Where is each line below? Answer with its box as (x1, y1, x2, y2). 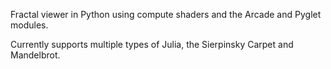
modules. (10, 19, 49, 31)
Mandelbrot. (10, 49, 61, 61)
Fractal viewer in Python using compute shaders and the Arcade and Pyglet (10, 9, 322, 20)
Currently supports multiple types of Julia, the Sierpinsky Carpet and (10, 39, 294, 50)
